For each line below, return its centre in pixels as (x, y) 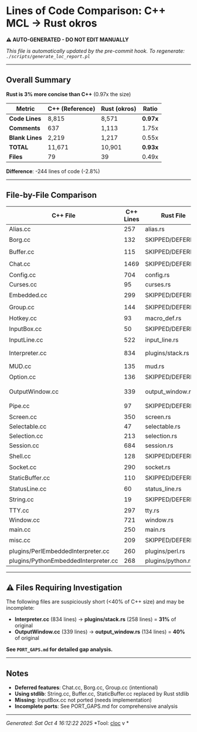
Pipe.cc (19, 406)
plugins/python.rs (169, 561)
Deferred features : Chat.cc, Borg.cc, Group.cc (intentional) (86, 687)
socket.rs (158, 467)
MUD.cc (20, 366)
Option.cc (23, 377)
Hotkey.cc (23, 318)
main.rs (155, 529)
